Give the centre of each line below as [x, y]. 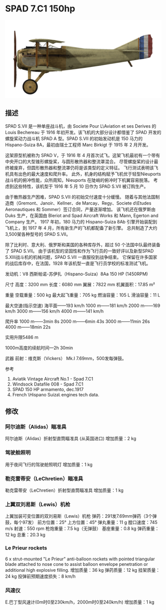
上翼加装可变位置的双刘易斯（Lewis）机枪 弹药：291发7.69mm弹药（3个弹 [81, 516]
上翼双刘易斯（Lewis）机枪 [38, 504]
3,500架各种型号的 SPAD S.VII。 [38, 234]
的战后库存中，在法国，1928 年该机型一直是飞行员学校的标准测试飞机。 [78, 263]
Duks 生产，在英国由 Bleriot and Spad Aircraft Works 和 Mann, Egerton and [82, 215]
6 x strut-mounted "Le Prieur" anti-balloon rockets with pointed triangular [80, 559]
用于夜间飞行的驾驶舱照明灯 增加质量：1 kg [49, 464]
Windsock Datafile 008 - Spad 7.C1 [48, 384]
